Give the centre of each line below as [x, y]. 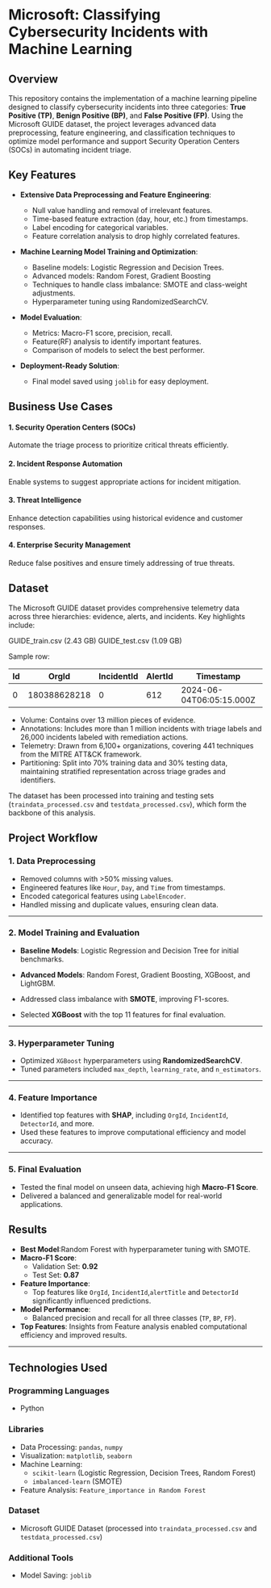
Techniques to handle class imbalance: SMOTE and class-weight [140, 284]
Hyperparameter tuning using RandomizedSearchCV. [120, 301]
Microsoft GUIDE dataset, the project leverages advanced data [112, 124]
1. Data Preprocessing [52, 861]
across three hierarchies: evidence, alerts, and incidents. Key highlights [127, 616]
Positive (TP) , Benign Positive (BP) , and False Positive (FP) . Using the [126, 115]
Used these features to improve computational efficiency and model [133, 1133]
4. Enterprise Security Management [70, 545]
